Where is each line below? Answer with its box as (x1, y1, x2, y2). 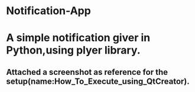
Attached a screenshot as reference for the (6, 67, 168, 77)
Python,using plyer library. (6, 44, 141, 57)
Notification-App (6, 4, 92, 18)
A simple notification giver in (6, 31, 151, 45)
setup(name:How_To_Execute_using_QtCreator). (6, 76, 190, 86)
